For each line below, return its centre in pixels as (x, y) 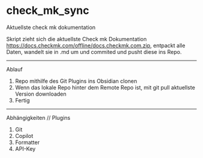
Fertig (22, 100)
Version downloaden (40, 94)
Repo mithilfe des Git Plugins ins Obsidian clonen (76, 81)
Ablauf (14, 69)
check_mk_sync (48, 11)
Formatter (27, 142)
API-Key (25, 148)
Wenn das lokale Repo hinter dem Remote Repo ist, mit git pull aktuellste (105, 87)
